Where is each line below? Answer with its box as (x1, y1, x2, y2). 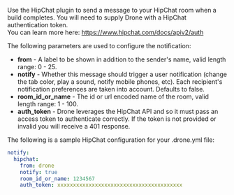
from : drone (20, 162, 54, 169)
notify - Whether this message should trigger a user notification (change (17, 70, 228, 78)
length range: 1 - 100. (17, 100, 79, 108)
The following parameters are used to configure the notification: (7, 42, 191, 50)
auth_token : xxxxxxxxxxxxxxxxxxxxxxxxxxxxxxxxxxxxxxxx (20, 182, 183, 189)
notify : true (20, 168, 58, 175)
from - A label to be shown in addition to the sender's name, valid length (17, 55, 226, 64)
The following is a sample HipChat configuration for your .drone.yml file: (7, 136, 215, 144)
